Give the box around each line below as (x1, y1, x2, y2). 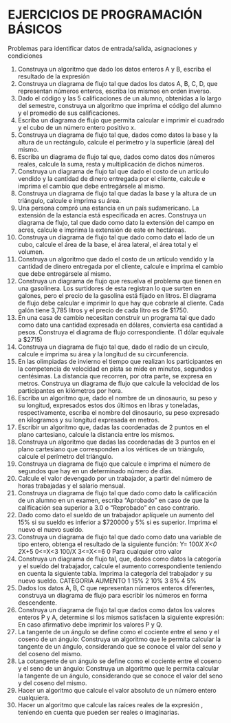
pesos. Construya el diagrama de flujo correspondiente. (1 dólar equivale (17, 327, 224, 336)
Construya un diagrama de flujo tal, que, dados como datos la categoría (17, 554, 221, 563)
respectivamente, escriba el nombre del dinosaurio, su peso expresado (17, 408, 219, 416)
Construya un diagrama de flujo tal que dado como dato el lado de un (17, 233, 215, 241)
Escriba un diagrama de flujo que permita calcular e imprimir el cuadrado (17, 116, 225, 124)
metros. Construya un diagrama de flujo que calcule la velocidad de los (17, 379, 219, 387)
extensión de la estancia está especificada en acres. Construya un (17, 211, 207, 219)
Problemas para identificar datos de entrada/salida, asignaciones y (8, 44, 197, 52)
